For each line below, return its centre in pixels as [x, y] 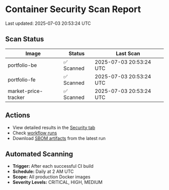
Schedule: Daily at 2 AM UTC [43, 172]
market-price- [25, 91]
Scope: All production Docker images [51, 177]
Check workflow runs [35, 133]
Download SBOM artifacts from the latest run [59, 138]
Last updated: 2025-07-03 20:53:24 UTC [48, 23]
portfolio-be [22, 65]
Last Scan [128, 53]
